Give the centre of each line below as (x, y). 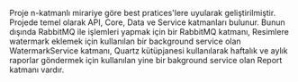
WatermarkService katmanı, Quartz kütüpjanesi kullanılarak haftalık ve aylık (149, 51)
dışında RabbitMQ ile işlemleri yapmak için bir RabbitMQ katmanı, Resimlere (149, 32)
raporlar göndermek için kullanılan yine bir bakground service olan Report (146, 60)
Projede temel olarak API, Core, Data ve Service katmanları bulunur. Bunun (147, 22)
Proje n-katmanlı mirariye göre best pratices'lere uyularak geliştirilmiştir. (143, 13)
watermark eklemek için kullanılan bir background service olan (125, 41)
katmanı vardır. (37, 70)
